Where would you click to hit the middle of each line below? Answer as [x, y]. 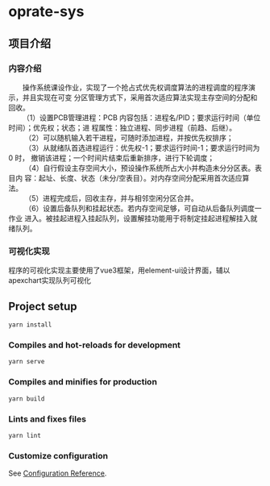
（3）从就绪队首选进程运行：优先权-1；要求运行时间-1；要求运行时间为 [142, 147]
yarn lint [25, 435]
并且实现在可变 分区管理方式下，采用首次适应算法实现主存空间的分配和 [140, 97]
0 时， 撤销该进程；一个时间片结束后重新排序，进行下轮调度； [112, 158]
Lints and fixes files [48, 419]
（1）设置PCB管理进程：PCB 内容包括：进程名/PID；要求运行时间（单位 [142, 117]
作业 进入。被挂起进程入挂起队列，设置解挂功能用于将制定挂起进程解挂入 [129, 218]
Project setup [43, 306]
